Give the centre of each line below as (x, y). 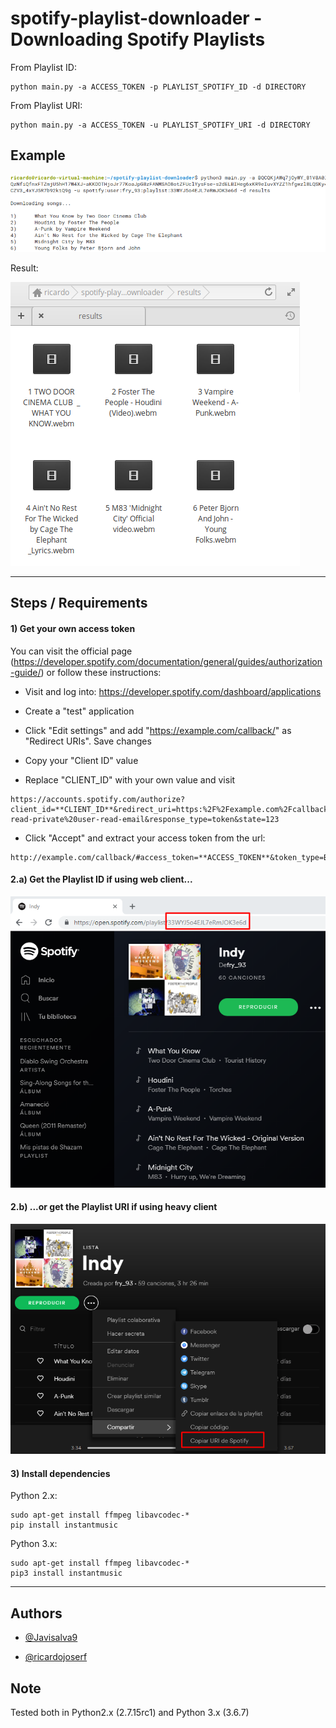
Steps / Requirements (79, 603)
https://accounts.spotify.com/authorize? (98, 799)
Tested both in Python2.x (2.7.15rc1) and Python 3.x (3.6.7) (130, 1713)
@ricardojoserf (56, 1657)
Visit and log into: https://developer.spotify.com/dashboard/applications (173, 691)
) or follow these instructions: (101, 672)
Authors (36, 1613)
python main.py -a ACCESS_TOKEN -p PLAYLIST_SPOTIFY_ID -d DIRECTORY (158, 87)
